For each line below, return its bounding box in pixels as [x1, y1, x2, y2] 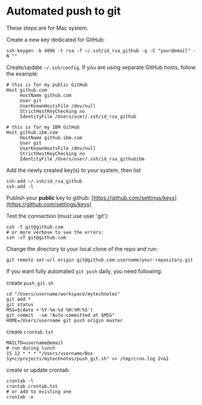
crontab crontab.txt [6, 383, 59, 389]
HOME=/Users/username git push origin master [6, 317, 123, 323]
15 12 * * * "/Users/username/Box [6, 350, 94, 357]
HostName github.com [19, 92, 71, 98]
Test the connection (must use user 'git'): [6, 212, 109, 219]
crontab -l [6, 378, 34, 384]
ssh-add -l [6, 183, 34, 189]
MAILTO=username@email [6, 340, 64, 346]
